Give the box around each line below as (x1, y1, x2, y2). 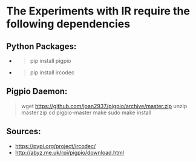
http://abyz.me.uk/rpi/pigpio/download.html (15, 149, 124, 156)
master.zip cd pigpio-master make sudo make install (21, 109, 152, 116)
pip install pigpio (30, 57, 71, 64)
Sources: (6, 126, 41, 137)
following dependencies (6, 17, 131, 31)
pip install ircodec (30, 69, 74, 76)
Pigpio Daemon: (6, 86, 68, 97)
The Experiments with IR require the (6, 4, 191, 18)
